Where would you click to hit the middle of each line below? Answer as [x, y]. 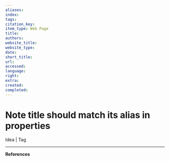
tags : [11, 19]
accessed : [16, 66]
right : [12, 76]
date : [11, 52]
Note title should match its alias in [78, 115]
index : [12, 15]
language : [16, 71]
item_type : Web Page [27, 29]
